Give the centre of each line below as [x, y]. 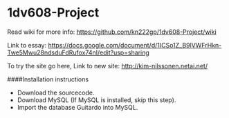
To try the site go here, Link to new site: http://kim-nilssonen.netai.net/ [108, 66]
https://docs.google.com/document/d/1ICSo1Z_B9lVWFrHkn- [135, 45]
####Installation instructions [48, 79]
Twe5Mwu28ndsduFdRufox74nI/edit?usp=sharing [79, 52]
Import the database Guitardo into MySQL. [77, 107]
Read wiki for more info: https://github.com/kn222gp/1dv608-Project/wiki [112, 32]
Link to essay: [27, 45]
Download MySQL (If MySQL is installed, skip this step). [97, 100]
